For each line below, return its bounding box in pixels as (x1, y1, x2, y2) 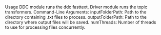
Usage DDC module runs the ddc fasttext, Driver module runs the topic (5, 4, 148, 10)
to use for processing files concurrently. (5, 24, 85, 30)
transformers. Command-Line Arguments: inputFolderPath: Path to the (5, 9, 146, 15)
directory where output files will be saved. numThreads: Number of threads (5, 19, 156, 25)
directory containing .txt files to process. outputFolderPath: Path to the (5, 14, 147, 20)
